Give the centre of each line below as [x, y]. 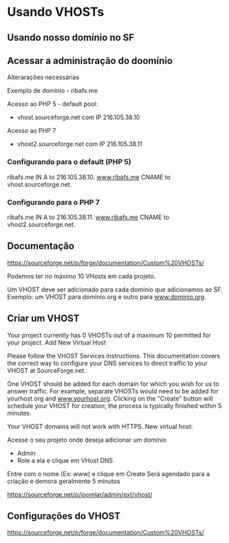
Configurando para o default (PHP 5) [69, 162]
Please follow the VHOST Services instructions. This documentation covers [114, 356]
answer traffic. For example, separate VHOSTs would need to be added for [113, 391]
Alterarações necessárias [43, 77]
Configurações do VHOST [64, 516]
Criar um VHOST [43, 319]
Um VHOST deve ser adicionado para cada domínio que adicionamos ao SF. [115, 289]
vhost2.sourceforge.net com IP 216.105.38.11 [79, 144]
